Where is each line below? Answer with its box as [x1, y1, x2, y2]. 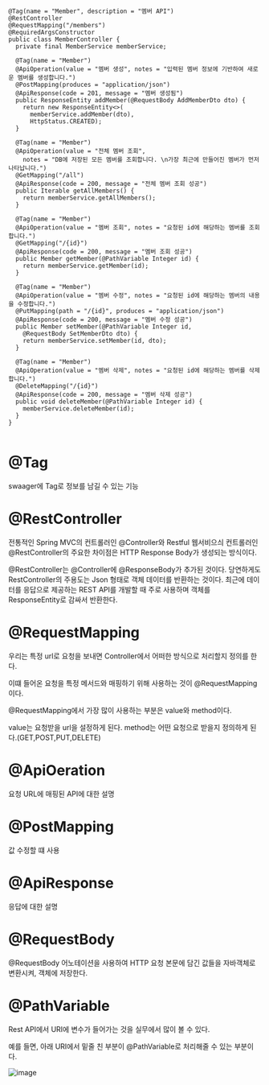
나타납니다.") [8, 164, 47, 172]
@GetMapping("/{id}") [15, 239, 88, 247]
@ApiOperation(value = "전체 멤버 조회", [15, 147, 146, 155]
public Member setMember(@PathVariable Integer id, [15, 323, 193, 331]
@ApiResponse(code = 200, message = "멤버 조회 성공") [15, 248, 193, 256]
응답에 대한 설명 [8, 901, 59, 911]
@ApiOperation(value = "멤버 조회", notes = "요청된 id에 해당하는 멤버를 [15, 224, 246, 232]
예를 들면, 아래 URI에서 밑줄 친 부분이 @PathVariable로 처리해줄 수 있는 [8, 1042, 233, 1051]
